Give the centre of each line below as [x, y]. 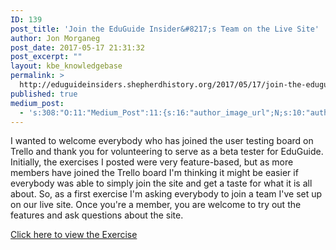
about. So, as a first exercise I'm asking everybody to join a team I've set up [166, 194]
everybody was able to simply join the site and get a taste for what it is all [161, 183]
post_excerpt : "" [46, 57]
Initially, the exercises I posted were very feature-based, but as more [152, 162]
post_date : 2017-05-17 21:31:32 [77, 47]
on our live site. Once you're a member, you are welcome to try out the [156, 205]
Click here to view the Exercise [74, 235]
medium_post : [37, 103]
